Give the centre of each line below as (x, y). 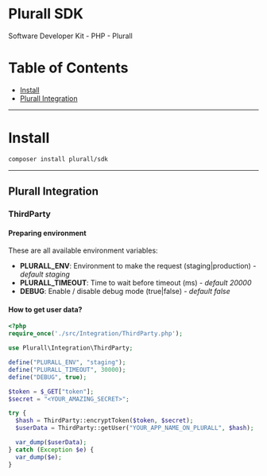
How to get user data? (45, 309)
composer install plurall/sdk (58, 159)
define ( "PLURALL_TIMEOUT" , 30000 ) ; (67, 370)
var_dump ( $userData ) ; (51, 443)
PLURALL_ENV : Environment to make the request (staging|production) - (138, 266)
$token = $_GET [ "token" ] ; (51, 391)
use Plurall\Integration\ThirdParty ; (71, 348)
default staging (44, 274)
